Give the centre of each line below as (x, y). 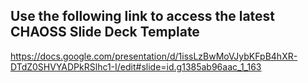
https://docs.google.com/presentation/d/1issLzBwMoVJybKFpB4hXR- (154, 56)
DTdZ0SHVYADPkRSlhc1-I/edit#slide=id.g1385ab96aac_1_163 (136, 66)
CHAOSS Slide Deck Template (105, 32)
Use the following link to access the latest (143, 16)
